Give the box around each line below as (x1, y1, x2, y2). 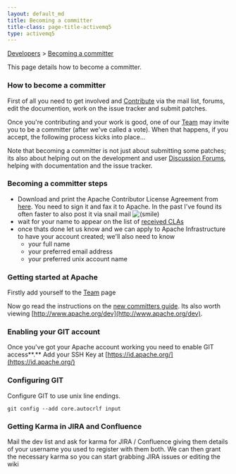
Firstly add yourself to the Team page (7, 288, 116, 297)
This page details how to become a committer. (7, 63, 142, 71)
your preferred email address (27, 247, 113, 256)
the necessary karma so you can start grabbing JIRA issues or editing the (7, 452, 221, 461)
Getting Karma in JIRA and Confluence (7, 421, 142, 431)
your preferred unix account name (27, 254, 128, 263)
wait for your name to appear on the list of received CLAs (17, 217, 185, 225)
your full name (27, 239, 70, 248)
